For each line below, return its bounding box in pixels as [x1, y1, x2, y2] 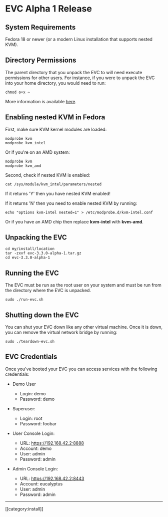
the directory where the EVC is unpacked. [5, 288, 91, 294]
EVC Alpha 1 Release [5, 3, 92, 15]
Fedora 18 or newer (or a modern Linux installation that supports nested [5, 36, 152, 42]
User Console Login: [12, 430, 55, 436]
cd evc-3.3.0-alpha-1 [5, 255, 50, 261]
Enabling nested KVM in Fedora [5, 113, 105, 122]
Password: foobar [19, 420, 56, 426]
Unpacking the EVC [5, 233, 67, 242]
